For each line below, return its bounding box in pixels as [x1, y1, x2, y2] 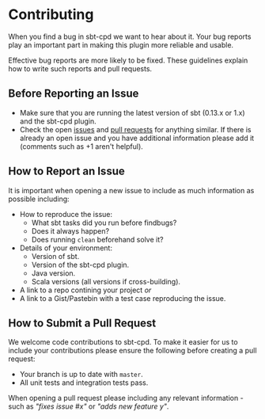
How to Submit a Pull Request [8, 316, 157, 329]
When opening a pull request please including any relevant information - [8, 394, 244, 403]
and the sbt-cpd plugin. [19, 116, 97, 126]
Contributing [8, 6, 94, 24]
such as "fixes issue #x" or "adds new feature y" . [8, 402, 169, 411]
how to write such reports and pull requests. [8, 63, 153, 73]
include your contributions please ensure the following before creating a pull [8, 346, 257, 356]
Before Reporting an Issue [8, 87, 139, 101]
